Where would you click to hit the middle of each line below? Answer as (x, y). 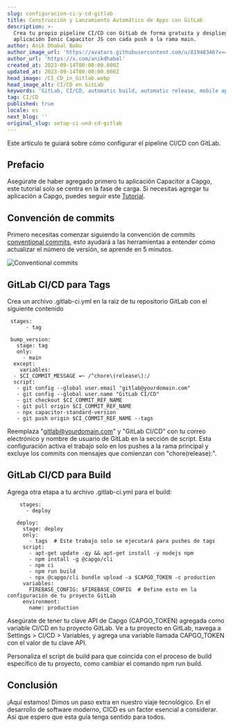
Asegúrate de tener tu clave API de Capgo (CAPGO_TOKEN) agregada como (116, 621)
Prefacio (26, 165)
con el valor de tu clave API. (47, 643)
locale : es (23, 110)
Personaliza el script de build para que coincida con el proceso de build (110, 656)
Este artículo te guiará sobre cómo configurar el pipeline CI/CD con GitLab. (114, 143)
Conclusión (33, 685)
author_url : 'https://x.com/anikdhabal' (67, 59)
